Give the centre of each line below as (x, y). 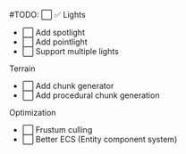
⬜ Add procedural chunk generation (91, 95)
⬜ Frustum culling (57, 130)
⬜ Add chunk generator (68, 86)
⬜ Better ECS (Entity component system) (100, 139)
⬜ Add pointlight (55, 42)
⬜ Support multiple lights (70, 51)
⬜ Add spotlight (53, 32)
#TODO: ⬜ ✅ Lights (48, 15)
